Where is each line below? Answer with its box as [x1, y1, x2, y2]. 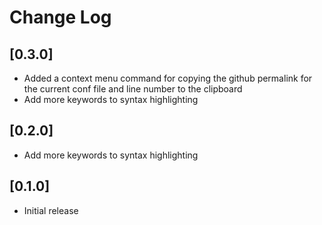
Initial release [23, 204, 79, 216]
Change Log [9, 6, 112, 29]
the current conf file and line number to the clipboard [23, 83, 243, 95]
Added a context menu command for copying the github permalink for [23, 72, 313, 84]
